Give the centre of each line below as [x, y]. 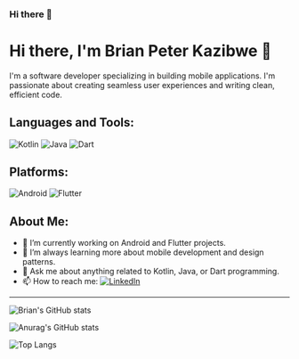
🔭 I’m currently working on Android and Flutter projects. [124, 243]
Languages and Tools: [72, 122]
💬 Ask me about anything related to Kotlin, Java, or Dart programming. [151, 272]
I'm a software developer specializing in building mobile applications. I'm [142, 76]
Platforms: [39, 172]
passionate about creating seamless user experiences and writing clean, [142, 85]
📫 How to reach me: [60, 281]
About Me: [39, 221]
